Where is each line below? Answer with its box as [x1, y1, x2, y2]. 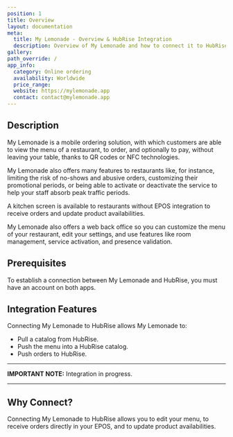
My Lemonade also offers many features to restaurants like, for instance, [7, 166, 215, 174]
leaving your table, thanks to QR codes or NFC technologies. [7, 153, 180, 161]
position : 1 [7, 10, 42, 17]
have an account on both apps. [7, 283, 96, 291]
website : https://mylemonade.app [13, 87, 110, 94]
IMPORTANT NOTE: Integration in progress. [7, 370, 133, 378]
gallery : [7, 49, 33, 56]
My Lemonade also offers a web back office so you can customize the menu [7, 223, 226, 231]
